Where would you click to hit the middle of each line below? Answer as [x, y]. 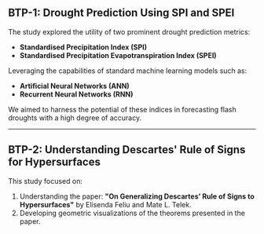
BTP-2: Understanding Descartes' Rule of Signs [127, 150]
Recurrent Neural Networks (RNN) [76, 94]
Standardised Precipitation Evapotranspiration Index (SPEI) [118, 55]
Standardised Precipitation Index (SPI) [83, 47]
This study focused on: [45, 181]
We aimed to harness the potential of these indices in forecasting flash [123, 109]
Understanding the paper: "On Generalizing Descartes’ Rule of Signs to [137, 196]
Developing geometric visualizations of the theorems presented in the [132, 213]
